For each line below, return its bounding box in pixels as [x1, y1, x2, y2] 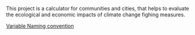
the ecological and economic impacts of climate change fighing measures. [6, 11, 186, 18]
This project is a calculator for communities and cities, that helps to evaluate [6, 5, 190, 12]
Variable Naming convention [6, 23, 74, 29]
